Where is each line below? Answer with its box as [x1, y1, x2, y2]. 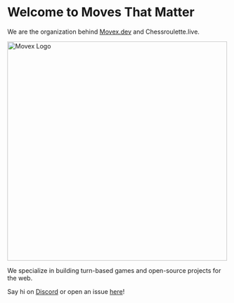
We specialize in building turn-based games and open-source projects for [7, 266, 221, 274]
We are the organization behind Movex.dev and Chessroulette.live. [7, 27, 200, 36]
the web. [7, 274, 33, 282]
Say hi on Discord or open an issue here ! [7, 287, 125, 295]
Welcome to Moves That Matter [7, 4, 195, 20]
